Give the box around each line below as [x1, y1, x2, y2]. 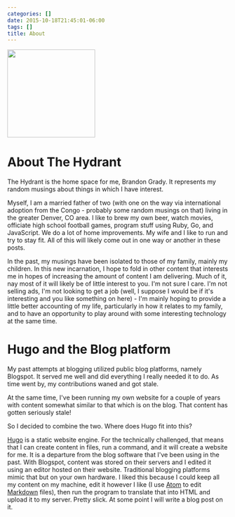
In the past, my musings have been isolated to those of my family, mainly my [7, 257, 228, 266]
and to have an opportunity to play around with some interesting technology [7, 309, 227, 318]
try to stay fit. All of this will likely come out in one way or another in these [7, 236, 221, 245]
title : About [7, 30, 46, 37]
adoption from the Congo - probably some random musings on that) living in [7, 206, 228, 215]
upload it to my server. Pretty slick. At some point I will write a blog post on [7, 495, 223, 504]
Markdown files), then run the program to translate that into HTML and [7, 488, 210, 497]
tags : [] [7, 23, 33, 30]
